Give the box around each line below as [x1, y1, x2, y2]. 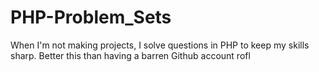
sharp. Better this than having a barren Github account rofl [10, 49, 251, 61]
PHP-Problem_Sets [10, 6, 172, 29]
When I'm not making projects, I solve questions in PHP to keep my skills [10, 39, 310, 51]
